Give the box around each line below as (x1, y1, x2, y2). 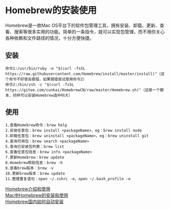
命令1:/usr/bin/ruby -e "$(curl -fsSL (5, 66, 86, 71)
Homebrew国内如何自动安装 (5, 198, 64, 204)
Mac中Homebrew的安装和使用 (5, 192, 68, 198)
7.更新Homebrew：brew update (5, 155, 65, 160)
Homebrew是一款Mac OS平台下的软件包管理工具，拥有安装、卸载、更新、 (5, 22, 160, 28)
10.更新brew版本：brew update (5, 171, 65, 176)
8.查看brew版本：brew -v (5, 165, 54, 171)
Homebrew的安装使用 (5, 5, 97, 16)
